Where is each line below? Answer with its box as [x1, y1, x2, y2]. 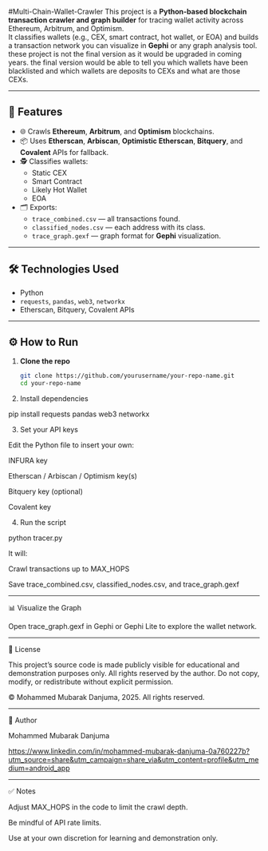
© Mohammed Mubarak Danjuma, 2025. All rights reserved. [8, 693, 205, 702]
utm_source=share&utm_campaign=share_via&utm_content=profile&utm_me [8, 755, 259, 765]
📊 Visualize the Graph [8, 603, 82, 613]
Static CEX [31, 168, 68, 177]
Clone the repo [19, 356, 70, 366]
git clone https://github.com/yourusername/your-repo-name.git [19, 372, 235, 380]
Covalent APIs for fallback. [19, 147, 109, 157]
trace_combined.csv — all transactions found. [31, 213, 181, 223]
